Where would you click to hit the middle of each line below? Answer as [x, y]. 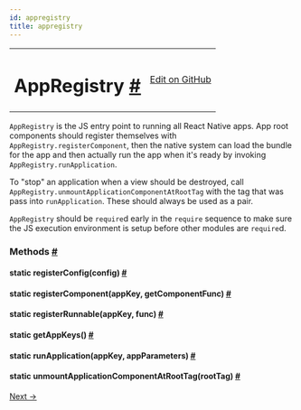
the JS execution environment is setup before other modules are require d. [148, 228]
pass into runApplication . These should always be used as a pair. [132, 200]
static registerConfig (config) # [68, 273]
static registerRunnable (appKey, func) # [87, 314]
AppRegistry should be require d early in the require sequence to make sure [150, 219]
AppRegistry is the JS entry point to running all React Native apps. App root [149, 126]
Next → [24, 396]
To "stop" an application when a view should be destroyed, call [127, 182]
